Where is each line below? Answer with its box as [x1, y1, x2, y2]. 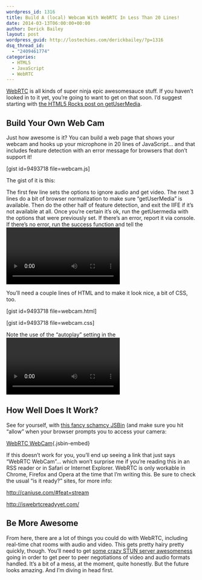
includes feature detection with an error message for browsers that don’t [6, 147, 187, 155]
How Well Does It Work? [6, 405, 99, 416]
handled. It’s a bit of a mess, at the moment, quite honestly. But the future [6, 560, 189, 567]
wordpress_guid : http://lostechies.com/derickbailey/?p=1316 [6, 37, 164, 43]
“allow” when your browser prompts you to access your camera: [6, 428, 167, 435]
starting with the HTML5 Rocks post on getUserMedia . [6, 101, 142, 108]
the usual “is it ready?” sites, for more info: [6, 477, 112, 484]
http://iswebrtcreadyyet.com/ [6, 501, 80, 508]
